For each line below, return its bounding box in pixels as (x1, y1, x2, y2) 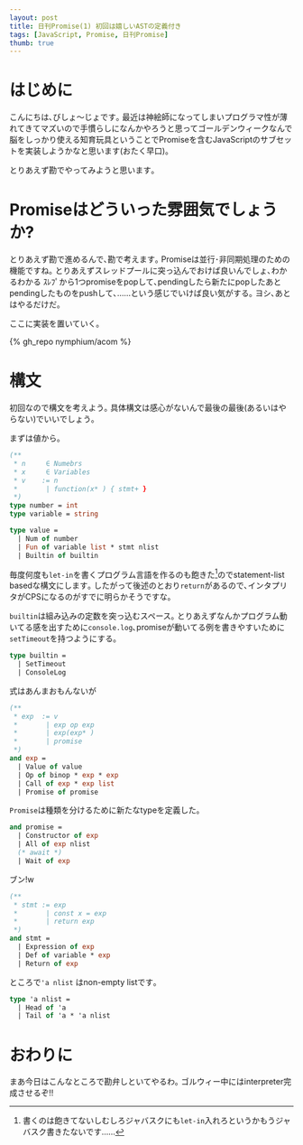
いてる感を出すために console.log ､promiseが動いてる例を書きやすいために (9, 622, 286, 633)
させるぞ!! (16, 1087, 54, 1098)
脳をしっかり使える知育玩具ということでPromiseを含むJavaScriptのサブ (9, 135, 277, 145)
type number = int (9, 501, 78, 510)
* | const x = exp (13, 908, 106, 917)
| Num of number (17, 534, 78, 543)
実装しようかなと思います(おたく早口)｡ (24, 145, 170, 156)
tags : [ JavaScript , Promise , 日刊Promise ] (9, 30, 169, 39)
